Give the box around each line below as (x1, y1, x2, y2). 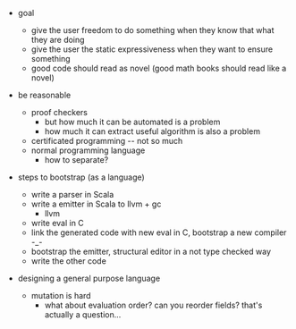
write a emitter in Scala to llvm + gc (30, 198, 162, 209)
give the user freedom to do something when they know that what (30, 25, 275, 35)
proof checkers (30, 107, 88, 117)
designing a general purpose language (17, 273, 161, 283)
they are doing (30, 35, 85, 45)
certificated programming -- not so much (30, 136, 183, 146)
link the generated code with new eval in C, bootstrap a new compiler (30, 227, 287, 238)
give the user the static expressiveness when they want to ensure (30, 44, 274, 55)
